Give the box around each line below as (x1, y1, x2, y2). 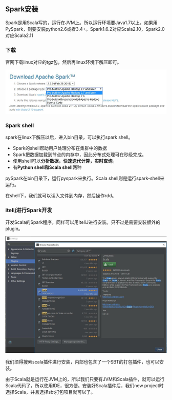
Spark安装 (5, 5, 38, 14)
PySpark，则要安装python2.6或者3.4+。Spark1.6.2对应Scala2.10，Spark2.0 (5, 26, 165, 32)
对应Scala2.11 (5, 32, 33, 39)
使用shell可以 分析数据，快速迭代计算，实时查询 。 (12, 158, 117, 164)
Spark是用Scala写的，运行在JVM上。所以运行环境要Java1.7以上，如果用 (5, 20, 158, 26)
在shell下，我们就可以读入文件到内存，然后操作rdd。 (5, 192, 117, 199)
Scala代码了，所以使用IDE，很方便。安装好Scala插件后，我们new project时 (5, 383, 164, 389)
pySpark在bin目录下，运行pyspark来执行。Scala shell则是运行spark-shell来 (5, 175, 165, 181)
